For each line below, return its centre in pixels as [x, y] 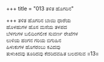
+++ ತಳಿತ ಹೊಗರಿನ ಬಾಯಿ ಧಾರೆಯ [39, 20]
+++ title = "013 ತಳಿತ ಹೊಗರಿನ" [40, 9]
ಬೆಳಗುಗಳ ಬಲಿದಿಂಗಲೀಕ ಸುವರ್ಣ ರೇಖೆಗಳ [42, 34]
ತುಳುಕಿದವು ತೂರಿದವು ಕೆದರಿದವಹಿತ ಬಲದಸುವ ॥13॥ [53, 53]
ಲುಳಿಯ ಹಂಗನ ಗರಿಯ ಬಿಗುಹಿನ [34, 40]
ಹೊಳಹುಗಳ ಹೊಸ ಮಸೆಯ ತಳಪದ [37, 27]
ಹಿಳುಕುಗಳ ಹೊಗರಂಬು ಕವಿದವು [33, 47]
